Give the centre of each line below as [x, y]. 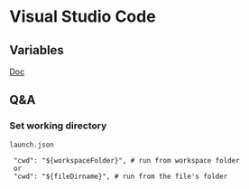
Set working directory [58, 126]
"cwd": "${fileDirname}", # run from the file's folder [120, 176]
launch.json [32, 145]
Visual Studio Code [83, 17]
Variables [37, 50]
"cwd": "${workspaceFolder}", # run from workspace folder [127, 160]
